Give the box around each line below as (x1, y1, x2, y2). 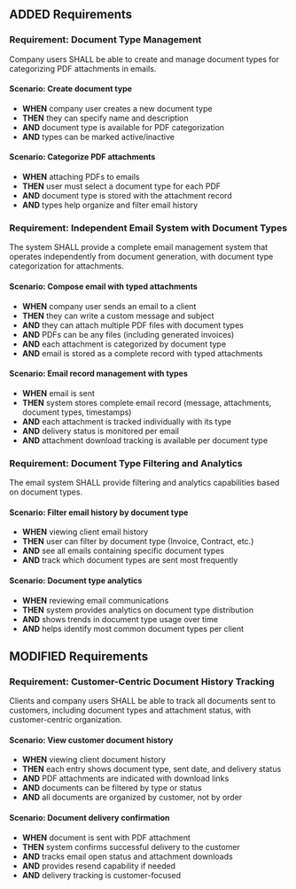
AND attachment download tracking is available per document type (21, 434, 269, 446)
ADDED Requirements (9, 7, 133, 22)
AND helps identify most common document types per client (21, 623, 245, 634)
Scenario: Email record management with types (9, 368, 189, 379)
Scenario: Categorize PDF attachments (9, 152, 156, 162)
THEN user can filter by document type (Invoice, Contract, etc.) (21, 536, 254, 547)
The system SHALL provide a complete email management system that (9, 242, 269, 253)
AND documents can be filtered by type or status (21, 783, 202, 793)
